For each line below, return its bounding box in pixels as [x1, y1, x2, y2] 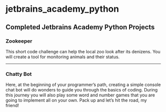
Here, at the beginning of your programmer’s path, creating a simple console [5, 82, 161, 88]
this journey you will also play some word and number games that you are [5, 92, 155, 98]
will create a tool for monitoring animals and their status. [5, 54, 120, 60]
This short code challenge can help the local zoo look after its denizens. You [5, 48, 161, 54]
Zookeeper [5, 38, 33, 45]
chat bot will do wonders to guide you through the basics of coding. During [5, 87, 158, 93]
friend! [5, 103, 19, 109]
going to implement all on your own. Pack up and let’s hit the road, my [5, 97, 147, 103]
